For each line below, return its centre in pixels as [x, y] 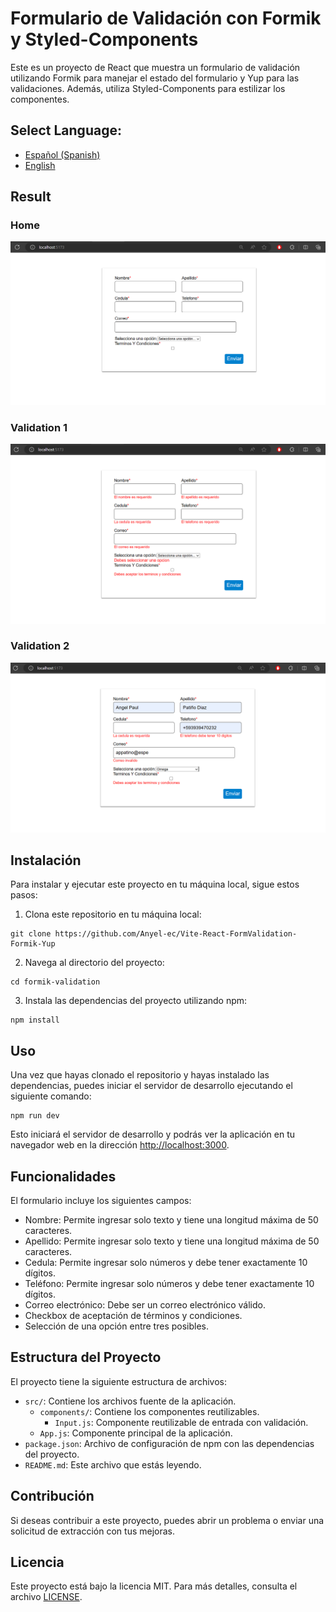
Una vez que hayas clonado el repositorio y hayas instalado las [140, 1075]
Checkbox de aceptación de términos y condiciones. [133, 1315]
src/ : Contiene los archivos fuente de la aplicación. [130, 1401]
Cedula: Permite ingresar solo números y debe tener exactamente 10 [166, 1262]
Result [31, 197]
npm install [35, 1020]
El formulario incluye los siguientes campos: [101, 1200]
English [40, 165]
